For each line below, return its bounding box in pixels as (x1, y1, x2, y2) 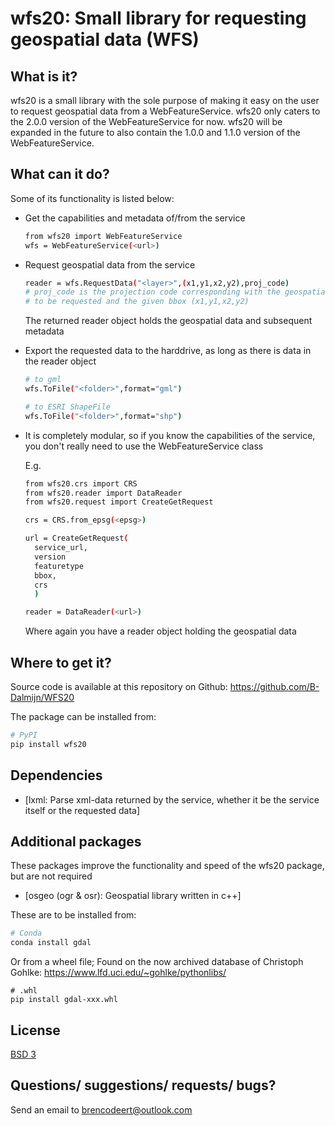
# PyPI (10, 730, 38, 740)
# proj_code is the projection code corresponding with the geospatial (24, 287, 330, 297)
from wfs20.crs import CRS (24, 478, 138, 489)
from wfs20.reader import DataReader (24, 488, 183, 498)
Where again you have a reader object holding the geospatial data (24, 625, 297, 637)
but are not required (10, 870, 93, 882)
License (10, 1022, 61, 1039)
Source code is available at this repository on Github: (10, 681, 228, 692)
